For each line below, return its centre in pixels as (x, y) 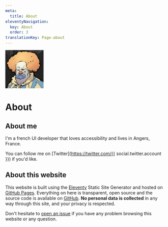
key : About (21, 27)
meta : (11, 11)
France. (13, 144)
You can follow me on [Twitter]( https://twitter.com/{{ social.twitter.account (83, 154)
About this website (36, 175)
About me (21, 126)
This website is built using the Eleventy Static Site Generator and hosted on (84, 187)
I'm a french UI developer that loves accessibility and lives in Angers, (78, 138)
